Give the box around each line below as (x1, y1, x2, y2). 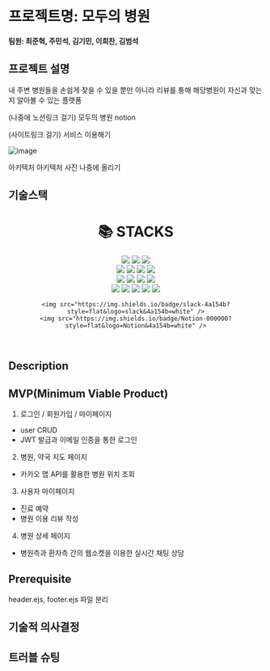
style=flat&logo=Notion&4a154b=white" (65, 321, 196, 330)
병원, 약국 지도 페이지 (19, 452, 87, 462)
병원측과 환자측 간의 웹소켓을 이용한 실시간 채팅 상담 (19, 548, 184, 558)
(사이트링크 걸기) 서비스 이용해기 (8, 129, 112, 139)
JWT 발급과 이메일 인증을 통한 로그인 (19, 435, 137, 445)
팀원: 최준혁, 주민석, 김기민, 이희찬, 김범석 (8, 36, 139, 45)
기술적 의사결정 (8, 620, 80, 635)
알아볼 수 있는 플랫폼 (16, 95, 82, 105)
